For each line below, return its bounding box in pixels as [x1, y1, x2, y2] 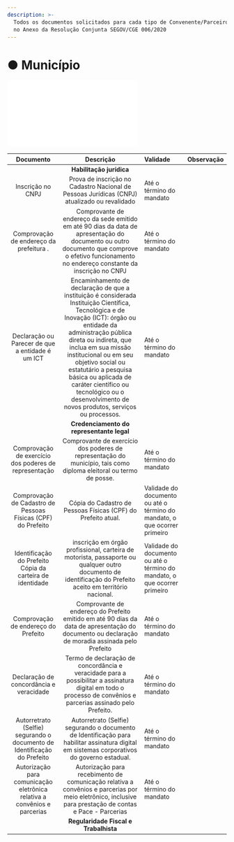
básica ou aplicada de [68, 373, 132, 381]
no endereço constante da [62, 259, 138, 267]
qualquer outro [79, 560, 122, 569]
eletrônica [18, 785, 48, 793]
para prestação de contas [63, 799, 137, 808]
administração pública [68, 328, 132, 336]
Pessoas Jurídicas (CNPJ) [62, 190, 138, 199]
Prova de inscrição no [69, 175, 132, 183]
